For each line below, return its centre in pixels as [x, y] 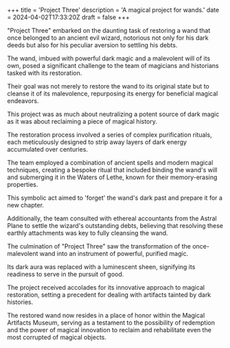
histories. [20, 302]
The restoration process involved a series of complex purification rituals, [110, 135]
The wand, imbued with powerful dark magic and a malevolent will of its [109, 58]
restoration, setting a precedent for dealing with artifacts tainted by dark [109, 295]
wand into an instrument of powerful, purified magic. [114, 254]
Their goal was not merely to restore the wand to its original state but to [108, 86]
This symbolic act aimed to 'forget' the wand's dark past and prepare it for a [115, 198]
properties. [23, 184]
